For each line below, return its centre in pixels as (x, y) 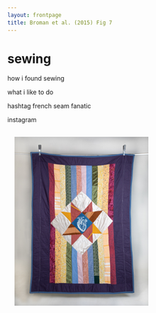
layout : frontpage (34, 15)
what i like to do (30, 92)
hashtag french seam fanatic (49, 106)
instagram (22, 120)
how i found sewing (36, 78)
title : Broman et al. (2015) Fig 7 (60, 22)
